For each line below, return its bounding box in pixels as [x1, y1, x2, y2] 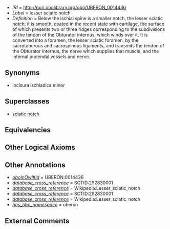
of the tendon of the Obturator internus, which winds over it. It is [12, 32, 148, 38]
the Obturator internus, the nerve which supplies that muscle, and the [12, 48, 159, 54]
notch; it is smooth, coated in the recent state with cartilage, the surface [12, 21, 165, 27]
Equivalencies [5, 126, 51, 134]
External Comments [5, 216, 70, 225]
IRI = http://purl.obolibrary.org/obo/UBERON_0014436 [12, 5, 126, 10]
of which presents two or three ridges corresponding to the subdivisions [12, 26, 165, 32]
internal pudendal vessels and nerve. [12, 54, 91, 60]
